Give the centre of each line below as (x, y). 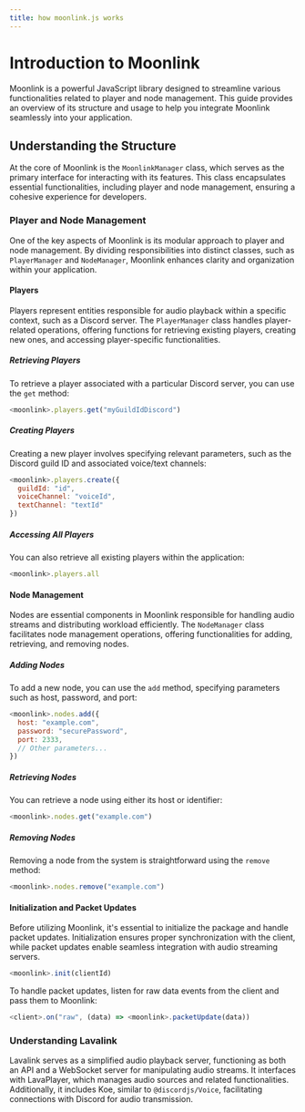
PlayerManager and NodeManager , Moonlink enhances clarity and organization (152, 260)
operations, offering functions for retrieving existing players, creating (167, 330)
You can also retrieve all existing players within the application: (127, 558)
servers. (25, 957)
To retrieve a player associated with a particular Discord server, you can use (152, 383)
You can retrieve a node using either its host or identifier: (116, 800)
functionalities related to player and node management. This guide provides (151, 98)
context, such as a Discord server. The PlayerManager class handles (136, 320)
